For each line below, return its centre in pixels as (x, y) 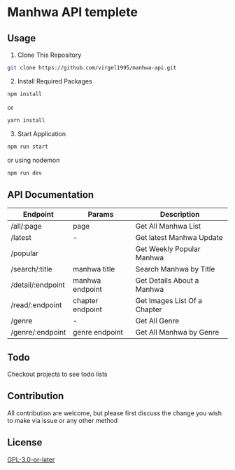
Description (180, 215)
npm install (24, 94)
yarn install (26, 120)
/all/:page (26, 227)
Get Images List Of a (169, 301)
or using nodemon (34, 160)
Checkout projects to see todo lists (57, 374)
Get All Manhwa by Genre (177, 333)
